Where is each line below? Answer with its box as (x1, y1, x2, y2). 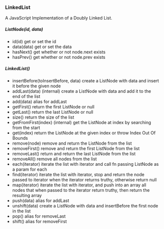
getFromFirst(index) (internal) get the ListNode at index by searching (12, 120, 151, 126)
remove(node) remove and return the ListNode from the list (12, 140, 132, 146)
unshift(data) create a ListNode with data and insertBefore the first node (12, 203, 159, 209)
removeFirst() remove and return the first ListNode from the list (12, 146, 140, 152)
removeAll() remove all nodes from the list (12, 156, 97, 162)
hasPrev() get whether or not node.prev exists (12, 54, 106, 60)
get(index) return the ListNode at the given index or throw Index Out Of (12, 130, 156, 136)
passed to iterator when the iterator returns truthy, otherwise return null (12, 177, 157, 183)
